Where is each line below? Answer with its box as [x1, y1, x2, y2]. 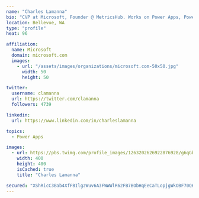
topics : [6, 128, 25, 134]
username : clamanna [11, 90, 60, 96]
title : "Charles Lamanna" [17, 172, 81, 178]
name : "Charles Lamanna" [6, 8, 68, 15]
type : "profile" [6, 25, 46, 31]
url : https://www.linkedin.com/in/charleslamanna [11, 118, 136, 124]
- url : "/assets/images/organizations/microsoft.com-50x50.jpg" [17, 63, 179, 69]
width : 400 [17, 155, 44, 161]
